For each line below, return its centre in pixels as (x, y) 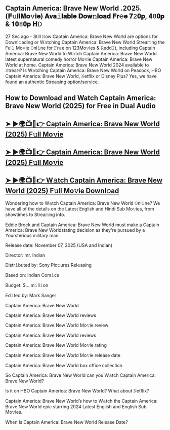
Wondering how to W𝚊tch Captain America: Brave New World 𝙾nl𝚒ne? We (83, 203)
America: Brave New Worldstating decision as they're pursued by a (75, 230)
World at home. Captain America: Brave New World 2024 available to (77, 65)
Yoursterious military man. (32, 235)
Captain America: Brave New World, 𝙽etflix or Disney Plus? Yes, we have (81, 76)
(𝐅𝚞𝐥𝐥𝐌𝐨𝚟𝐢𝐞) (24, 16)
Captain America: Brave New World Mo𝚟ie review (57, 325)
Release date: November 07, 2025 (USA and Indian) (59, 245)
